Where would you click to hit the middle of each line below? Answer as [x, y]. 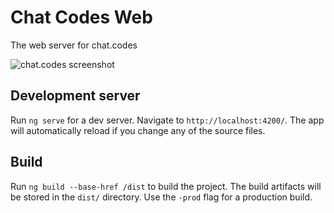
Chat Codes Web [81, 17]
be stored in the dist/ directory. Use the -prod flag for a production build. [161, 197]
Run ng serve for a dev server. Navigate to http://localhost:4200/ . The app [167, 120]
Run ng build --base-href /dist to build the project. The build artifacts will [166, 186]
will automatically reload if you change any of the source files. [138, 130]
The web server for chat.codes [74, 45]
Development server [75, 96]
